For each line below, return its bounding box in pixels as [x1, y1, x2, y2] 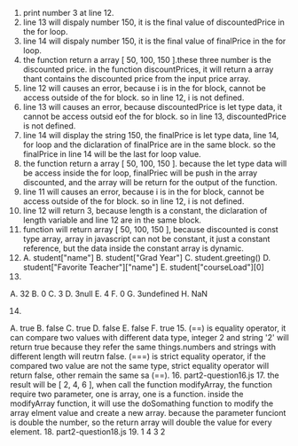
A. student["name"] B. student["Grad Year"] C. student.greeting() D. [22, 253, 271, 262]
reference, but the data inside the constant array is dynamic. [22, 243, 245, 254]
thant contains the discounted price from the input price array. [22, 74, 251, 83]
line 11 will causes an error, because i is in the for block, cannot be [22, 186, 265, 197]
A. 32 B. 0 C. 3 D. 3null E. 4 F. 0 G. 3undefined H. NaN [10, 288, 208, 299]
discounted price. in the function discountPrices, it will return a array [22, 64, 274, 74]
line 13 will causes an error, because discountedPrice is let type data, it [22, 102, 283, 112]
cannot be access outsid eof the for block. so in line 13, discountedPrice [22, 111, 286, 121]
